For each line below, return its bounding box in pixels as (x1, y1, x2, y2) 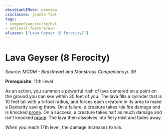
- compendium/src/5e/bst (5, 21, 57, 26)
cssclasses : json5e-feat (5, 12, 57, 17)
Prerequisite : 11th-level (5, 78, 54, 84)
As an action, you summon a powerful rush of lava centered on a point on (5, 88, 157, 94)
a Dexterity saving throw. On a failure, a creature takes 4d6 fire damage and (5, 103, 160, 110)
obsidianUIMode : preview (5, 7, 57, 12)
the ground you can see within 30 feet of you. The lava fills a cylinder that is (5, 93, 162, 99)
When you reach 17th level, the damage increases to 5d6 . (5, 124, 123, 130)
